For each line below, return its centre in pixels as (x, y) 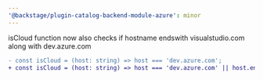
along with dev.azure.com (50, 46)
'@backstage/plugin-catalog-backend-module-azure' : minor (104, 15)
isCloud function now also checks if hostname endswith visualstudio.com (126, 38)
